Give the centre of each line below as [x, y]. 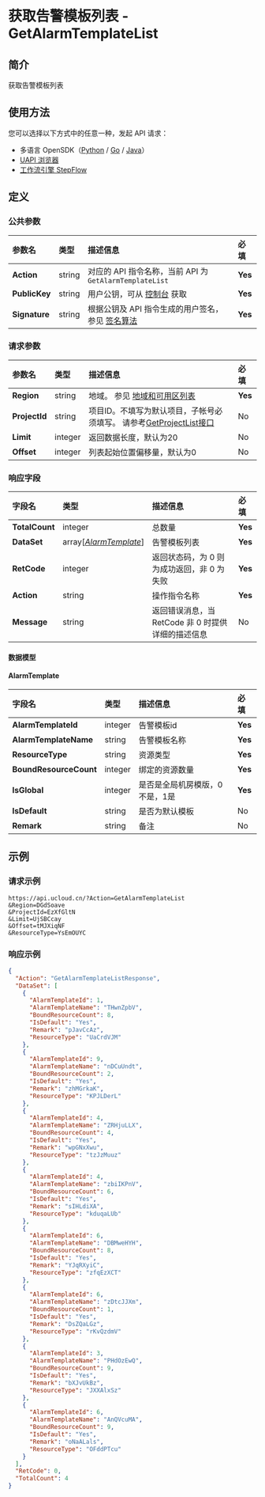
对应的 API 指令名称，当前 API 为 [148, 271]
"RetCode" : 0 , [38, 1471]
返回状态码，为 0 [183, 557]
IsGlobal [28, 790]
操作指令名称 [175, 596]
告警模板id [158, 725]
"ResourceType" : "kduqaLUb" [75, 1214]
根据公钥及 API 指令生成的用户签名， [155, 309]
